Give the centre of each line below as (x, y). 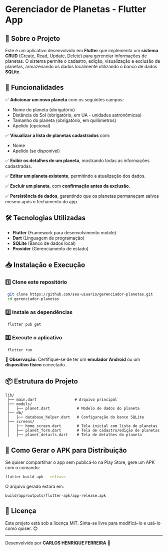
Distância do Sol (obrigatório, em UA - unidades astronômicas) (77, 115)
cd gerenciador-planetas (33, 299)
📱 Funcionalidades (34, 88)
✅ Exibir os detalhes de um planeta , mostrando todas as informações (77, 160)
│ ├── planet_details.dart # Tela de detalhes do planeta (74, 435)
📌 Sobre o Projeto (33, 38)
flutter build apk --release (35, 477)
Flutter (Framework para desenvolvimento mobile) (64, 232)
